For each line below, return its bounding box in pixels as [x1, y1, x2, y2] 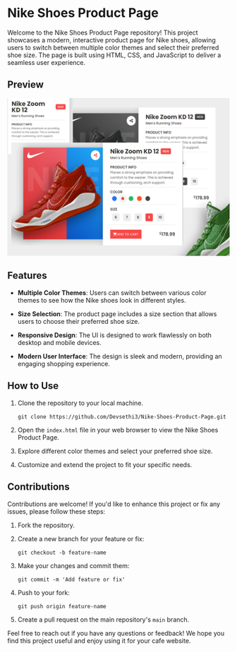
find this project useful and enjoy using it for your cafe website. [7, 636, 191, 645]
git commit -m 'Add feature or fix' [17, 576, 126, 583]
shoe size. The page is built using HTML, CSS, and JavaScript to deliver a [7, 51, 221, 59]
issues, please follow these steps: [7, 507, 106, 516]
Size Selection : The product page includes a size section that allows [17, 309, 217, 318]
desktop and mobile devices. [17, 338, 102, 346]
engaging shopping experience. [17, 359, 111, 368]
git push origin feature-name [17, 603, 107, 610]
